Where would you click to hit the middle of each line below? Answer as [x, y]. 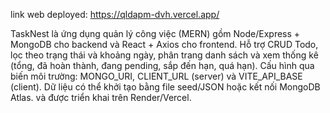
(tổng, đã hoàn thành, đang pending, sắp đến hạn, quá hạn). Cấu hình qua [162, 65]
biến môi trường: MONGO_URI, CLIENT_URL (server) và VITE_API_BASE [156, 76]
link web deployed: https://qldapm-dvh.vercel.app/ [115, 14]
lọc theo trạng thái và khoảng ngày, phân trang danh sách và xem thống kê [164, 55]
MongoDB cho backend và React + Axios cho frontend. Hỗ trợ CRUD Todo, [164, 44]
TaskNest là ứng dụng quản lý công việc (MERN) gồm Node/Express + [155, 33]
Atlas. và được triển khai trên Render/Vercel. [101, 97]
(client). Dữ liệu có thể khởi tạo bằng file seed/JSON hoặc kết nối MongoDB [165, 87]
